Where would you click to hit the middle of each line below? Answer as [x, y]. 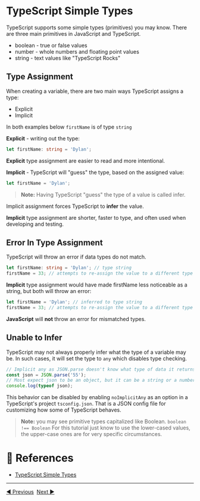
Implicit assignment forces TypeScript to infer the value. [75, 206]
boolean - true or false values [51, 45]
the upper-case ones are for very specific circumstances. [91, 434]
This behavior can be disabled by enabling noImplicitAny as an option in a [97, 397]
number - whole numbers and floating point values [77, 51]
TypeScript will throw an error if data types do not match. [76, 257]
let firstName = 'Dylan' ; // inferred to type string [74, 302]
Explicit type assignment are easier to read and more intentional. [86, 161]
